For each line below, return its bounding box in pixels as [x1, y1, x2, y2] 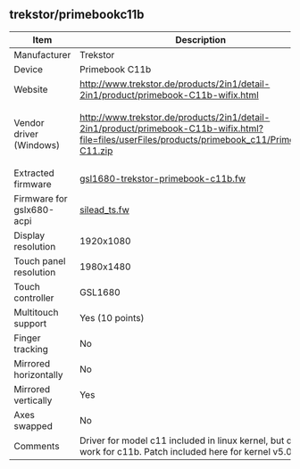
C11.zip [79, 144, 113, 157]
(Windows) [13, 138, 61, 151]
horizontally [13, 368, 63, 381]
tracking [13, 342, 49, 355]
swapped [13, 419, 54, 432]
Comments [13, 440, 60, 452]
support [13, 317, 47, 329]
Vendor [13, 116, 45, 128]
